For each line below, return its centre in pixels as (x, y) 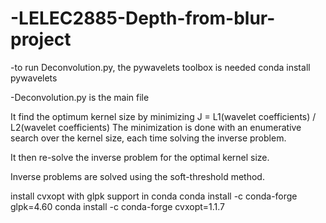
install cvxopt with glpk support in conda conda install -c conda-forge (154, 196)
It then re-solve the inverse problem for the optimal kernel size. (140, 157)
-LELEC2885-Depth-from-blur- (143, 18)
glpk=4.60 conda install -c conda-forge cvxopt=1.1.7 (118, 206)
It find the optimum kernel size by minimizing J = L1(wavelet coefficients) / (163, 116)
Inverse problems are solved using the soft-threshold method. (137, 176)
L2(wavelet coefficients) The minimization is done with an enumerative (156, 127)
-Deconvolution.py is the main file (80, 97)
